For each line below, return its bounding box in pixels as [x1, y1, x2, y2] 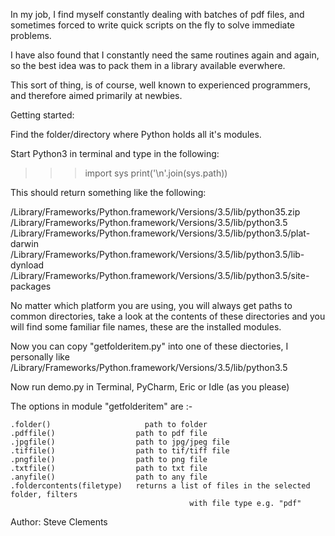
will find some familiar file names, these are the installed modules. [10, 321, 282, 333]
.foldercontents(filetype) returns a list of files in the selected [10, 481, 311, 491]
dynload [10, 259, 45, 271]
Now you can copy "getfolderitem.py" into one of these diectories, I [10, 340, 289, 352]
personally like [10, 351, 70, 363]
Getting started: [10, 109, 75, 121]
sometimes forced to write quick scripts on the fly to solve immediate [10, 19, 295, 31]
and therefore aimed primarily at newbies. [10, 90, 183, 101]
